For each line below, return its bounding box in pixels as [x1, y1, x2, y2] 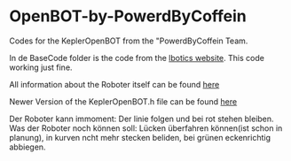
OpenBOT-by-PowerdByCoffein [9, 6, 247, 27]
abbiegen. [9, 142, 46, 152]
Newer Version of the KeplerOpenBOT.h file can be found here [9, 96, 238, 107]
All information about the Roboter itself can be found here [9, 79, 220, 89]
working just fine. [9, 62, 73, 73]
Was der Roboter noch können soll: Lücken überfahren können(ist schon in [9, 122, 283, 134]
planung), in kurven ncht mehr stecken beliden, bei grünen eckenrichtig [9, 132, 271, 142]
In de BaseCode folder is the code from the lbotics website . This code [9, 52, 264, 63]
